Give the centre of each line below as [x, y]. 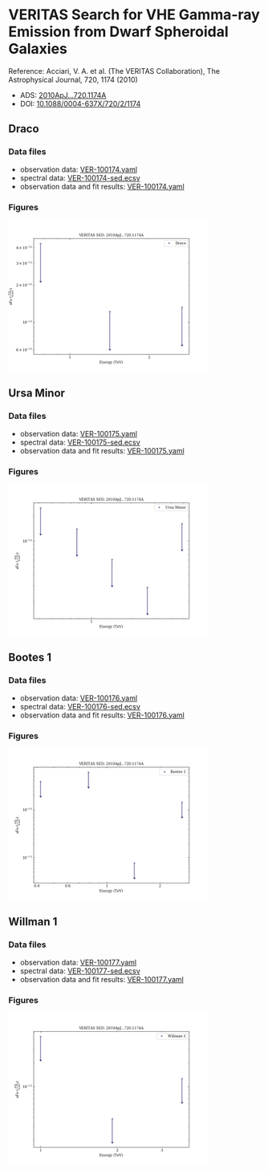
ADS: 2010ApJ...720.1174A [63, 95]
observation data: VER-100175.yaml [79, 433]
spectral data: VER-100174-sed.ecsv [80, 177]
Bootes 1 [30, 658]
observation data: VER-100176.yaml [79, 698]
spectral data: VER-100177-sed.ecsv [80, 971]
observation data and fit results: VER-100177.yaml [102, 979]
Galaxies [38, 49]
